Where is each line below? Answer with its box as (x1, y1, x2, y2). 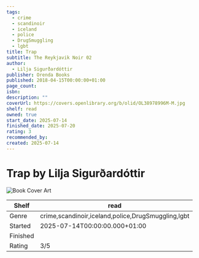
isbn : (6, 89, 20, 95)
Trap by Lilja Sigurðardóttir (6, 166, 146, 180)
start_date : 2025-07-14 (6, 117, 68, 123)
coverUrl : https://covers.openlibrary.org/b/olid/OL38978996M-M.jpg (6, 100, 185, 106)
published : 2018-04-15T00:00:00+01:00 (6, 77, 106, 83)
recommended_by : (6, 134, 48, 141)
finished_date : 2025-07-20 (6, 123, 76, 129)
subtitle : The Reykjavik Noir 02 (6, 55, 92, 61)
